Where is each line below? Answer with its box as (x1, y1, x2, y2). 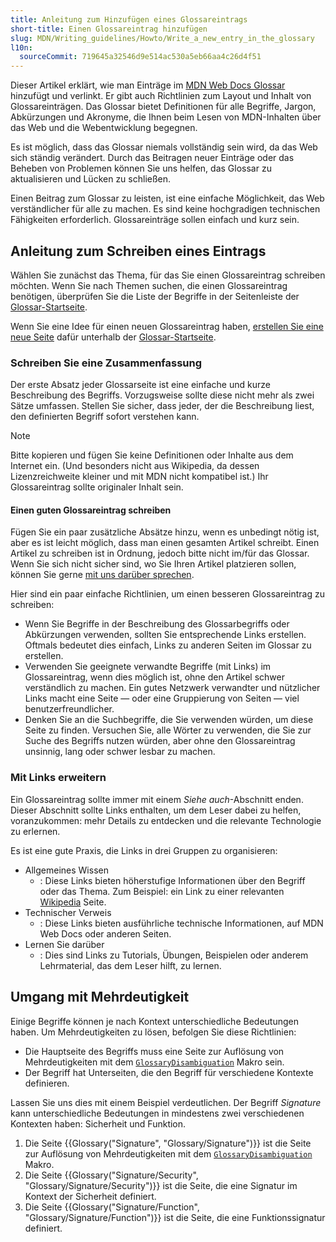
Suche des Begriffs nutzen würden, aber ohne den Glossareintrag (24, 735, 296, 747)
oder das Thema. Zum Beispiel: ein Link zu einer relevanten (39, 885, 285, 897)
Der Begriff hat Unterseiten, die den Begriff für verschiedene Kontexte (24, 1066, 314, 1078)
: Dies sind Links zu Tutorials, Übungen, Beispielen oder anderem (39, 949, 309, 961)
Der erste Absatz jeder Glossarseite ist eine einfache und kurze (10, 379, 271, 391)
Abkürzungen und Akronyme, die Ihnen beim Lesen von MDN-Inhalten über (10, 111, 322, 123)
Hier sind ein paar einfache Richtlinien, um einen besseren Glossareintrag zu (10, 588, 325, 600)
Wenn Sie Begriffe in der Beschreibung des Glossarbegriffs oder (24, 618, 290, 630)
